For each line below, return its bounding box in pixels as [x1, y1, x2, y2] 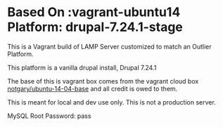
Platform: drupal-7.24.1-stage [7, 19, 183, 35]
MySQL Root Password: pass [7, 112, 91, 120]
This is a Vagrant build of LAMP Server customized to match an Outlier [7, 42, 212, 51]
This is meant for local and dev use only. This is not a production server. [7, 98, 216, 106]
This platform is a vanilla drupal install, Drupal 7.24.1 [7, 63, 157, 72]
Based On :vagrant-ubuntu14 [7, 4, 181, 20]
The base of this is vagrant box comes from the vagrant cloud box [7, 76, 199, 85]
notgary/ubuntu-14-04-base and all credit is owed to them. [7, 84, 178, 93]
